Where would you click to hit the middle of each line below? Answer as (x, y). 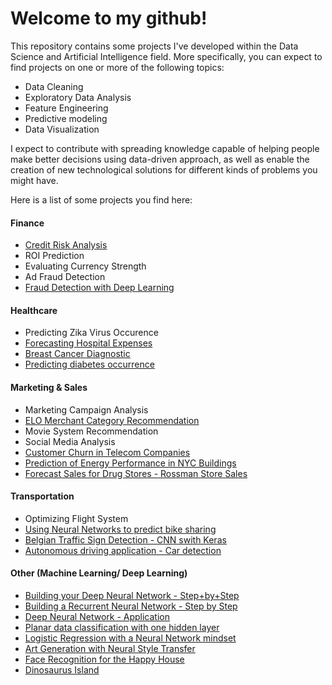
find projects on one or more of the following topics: (117, 67)
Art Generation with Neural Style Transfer (110, 648)
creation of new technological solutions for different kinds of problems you (164, 169)
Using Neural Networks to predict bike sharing (120, 529)
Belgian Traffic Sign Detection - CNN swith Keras (125, 539)
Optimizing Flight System (76, 518)
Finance (27, 223)
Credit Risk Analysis (66, 245)
